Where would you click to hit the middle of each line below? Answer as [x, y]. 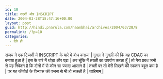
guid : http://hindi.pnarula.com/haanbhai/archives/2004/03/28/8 [71, 28]
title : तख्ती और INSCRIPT [30, 14]
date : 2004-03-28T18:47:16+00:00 [39, 18]
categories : [17, 37]
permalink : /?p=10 [24, 32]
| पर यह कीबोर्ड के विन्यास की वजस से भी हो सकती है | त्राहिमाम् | [55, 71]
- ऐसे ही [16, 41]
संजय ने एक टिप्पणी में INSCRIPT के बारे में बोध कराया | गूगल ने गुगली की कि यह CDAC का [77, 55]
